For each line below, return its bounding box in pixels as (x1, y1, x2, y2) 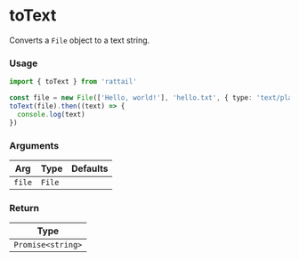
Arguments (9, 139, 60, 151)
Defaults (70, 162, 109, 175)
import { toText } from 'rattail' (9, 77, 138, 86)
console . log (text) (17, 110, 86, 118)
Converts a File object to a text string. (9, 35, 150, 45)
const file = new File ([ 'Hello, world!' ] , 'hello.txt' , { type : (9, 94, 253, 102)
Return (9, 201, 40, 214)
